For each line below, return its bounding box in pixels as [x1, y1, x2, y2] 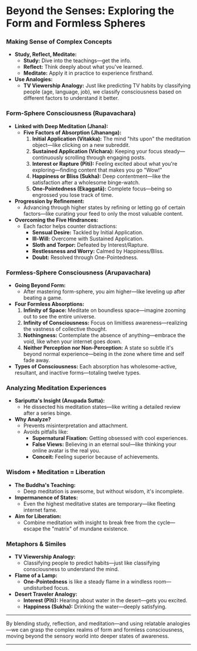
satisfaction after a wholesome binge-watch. [32, 179, 140, 186]
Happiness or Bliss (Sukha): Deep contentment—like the [32, 172, 170, 180]
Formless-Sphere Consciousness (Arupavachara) [6, 269, 151, 277]
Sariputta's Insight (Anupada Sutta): [14, 397, 105, 404]
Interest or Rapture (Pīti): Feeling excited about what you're [32, 160, 178, 167]
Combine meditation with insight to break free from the [23, 519, 157, 526]
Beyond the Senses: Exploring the [6, 4, 175, 18]
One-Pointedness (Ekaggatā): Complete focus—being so [32, 185, 172, 192]
